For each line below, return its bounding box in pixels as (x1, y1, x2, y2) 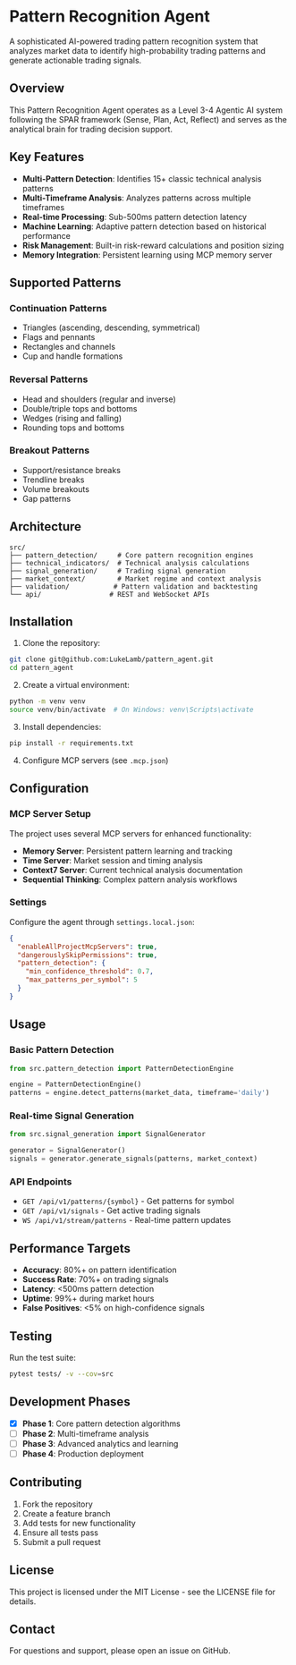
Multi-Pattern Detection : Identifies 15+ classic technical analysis (21, 173, 262, 184)
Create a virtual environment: (21, 680, 130, 691)
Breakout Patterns (9, 445, 90, 457)
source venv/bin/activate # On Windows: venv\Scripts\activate (9, 705, 254, 715)
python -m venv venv (9, 697, 87, 706)
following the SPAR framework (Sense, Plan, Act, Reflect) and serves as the (9, 114, 288, 124)
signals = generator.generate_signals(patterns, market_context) (9, 1154, 258, 1164)
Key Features (9, 149, 85, 165)
